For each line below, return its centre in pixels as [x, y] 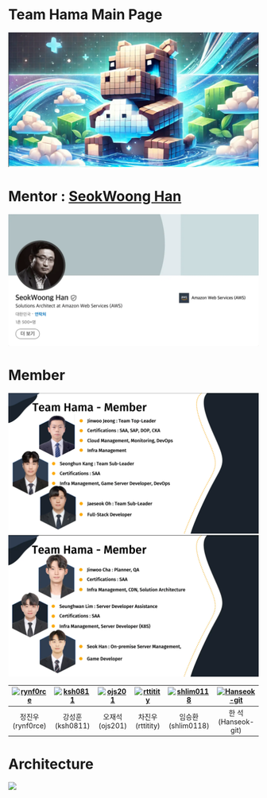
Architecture [51, 764]
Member [37, 376]
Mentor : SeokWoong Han [95, 197]
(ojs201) [112, 726]
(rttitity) [147, 726]
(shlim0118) [189, 726]
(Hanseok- [236, 722]
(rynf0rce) [29, 726]
